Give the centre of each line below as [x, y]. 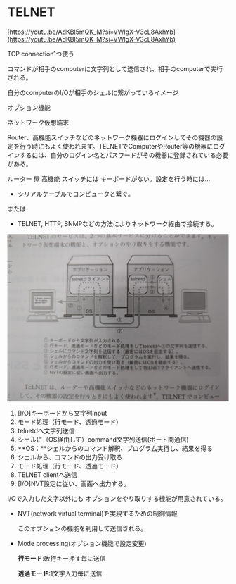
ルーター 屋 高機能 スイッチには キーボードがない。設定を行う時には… [109, 179]
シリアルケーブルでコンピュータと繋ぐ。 [76, 194]
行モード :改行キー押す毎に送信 [61, 559]
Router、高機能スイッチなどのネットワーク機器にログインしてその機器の [112, 137]
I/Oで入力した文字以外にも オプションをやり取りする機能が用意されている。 [117, 499]
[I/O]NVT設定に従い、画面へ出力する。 [73, 484]
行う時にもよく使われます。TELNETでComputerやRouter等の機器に [116, 146]
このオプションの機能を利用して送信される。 [82, 528]
